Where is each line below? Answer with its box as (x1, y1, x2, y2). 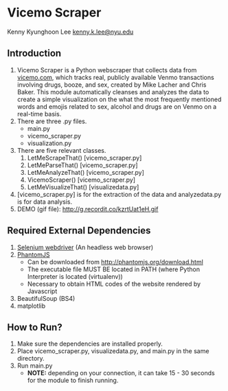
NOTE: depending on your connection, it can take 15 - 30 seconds (27, 369, 215, 377)
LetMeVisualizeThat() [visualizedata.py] (27, 182, 139, 191)
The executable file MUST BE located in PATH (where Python (27, 265, 201, 273)
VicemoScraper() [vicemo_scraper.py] (27, 176, 136, 184)
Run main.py (16, 361, 53, 370)
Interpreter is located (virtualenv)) (27, 272, 124, 280)
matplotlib (16, 302, 46, 310)
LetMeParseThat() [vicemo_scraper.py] (27, 160, 139, 169)
